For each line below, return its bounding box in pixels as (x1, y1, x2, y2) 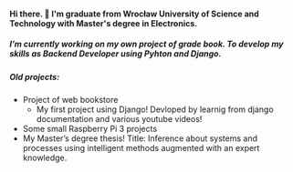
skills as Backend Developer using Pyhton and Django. (9, 48, 222, 59)
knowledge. (22, 152, 68, 163)
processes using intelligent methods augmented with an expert (22, 142, 260, 153)
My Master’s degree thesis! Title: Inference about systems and (22, 133, 258, 144)
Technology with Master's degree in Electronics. (9, 17, 198, 28)
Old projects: (9, 71, 60, 82)
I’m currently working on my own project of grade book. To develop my (9, 38, 284, 50)
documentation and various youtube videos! (36, 113, 203, 124)
